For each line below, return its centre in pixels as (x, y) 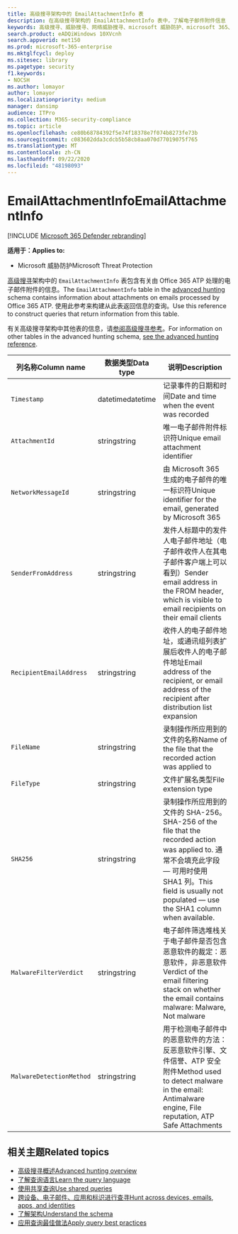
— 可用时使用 (185, 870)
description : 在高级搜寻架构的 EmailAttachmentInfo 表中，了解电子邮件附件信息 (117, 21)
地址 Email (186, 662)
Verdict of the (186, 971)
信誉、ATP (187, 1061)
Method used (199, 1071)
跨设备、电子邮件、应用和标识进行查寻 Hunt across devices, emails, (115, 1197)
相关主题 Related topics (58, 1152)
